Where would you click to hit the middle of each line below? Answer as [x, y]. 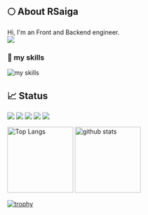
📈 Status [28, 96]
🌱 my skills [26, 57]
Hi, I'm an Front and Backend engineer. [63, 32]
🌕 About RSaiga [43, 12]
